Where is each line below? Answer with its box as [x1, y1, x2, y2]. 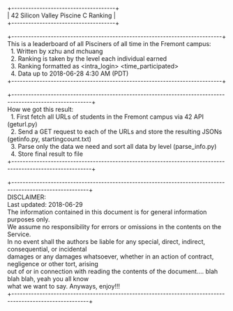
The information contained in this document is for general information [7, 208, 207, 216]
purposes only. [7, 215, 50, 224]
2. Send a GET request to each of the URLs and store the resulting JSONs [10, 127, 223, 136]
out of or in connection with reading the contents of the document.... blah [7, 267, 218, 275]
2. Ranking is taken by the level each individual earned [10, 55, 167, 63]
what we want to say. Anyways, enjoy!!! [7, 282, 121, 290]
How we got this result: [7, 106, 74, 113]
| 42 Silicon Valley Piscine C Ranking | [7, 11, 116, 20]
